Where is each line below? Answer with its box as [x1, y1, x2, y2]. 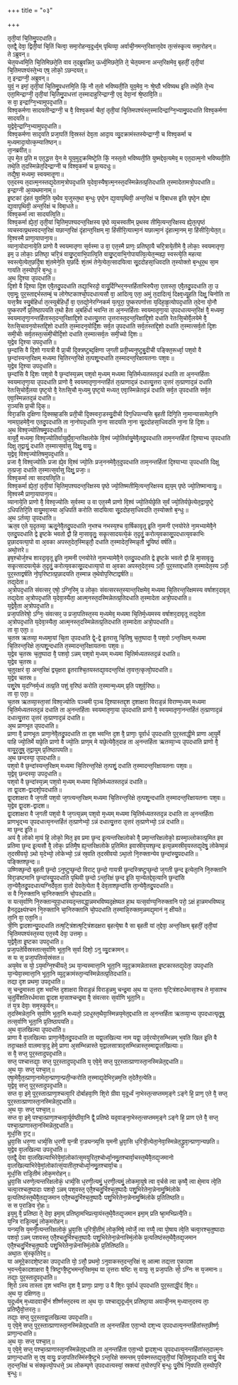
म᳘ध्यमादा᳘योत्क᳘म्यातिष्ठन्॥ [7, 138, 62, 146]
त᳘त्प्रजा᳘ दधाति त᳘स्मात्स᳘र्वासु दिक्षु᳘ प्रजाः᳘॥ [7, 465, 91, 474]
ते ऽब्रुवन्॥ [7, 50, 30, 58]
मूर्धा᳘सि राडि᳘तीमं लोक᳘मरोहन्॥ [7, 1169, 71, 1177]
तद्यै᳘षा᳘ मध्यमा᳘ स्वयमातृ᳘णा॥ [7, 170, 64, 178]
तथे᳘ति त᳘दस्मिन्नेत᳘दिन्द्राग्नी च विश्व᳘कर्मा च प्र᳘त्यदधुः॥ [7, 162, 115, 170]
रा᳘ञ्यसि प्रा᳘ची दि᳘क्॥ [7, 402, 50, 410]
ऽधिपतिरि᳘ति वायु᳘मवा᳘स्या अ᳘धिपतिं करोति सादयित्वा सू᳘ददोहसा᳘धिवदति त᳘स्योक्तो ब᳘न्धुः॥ [7, 506, 189, 514]
